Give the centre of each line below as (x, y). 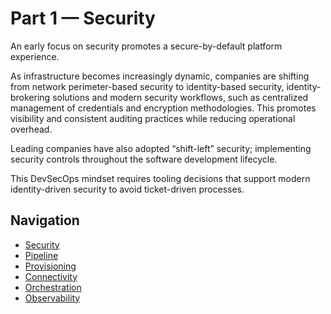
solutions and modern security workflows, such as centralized (180, 97)
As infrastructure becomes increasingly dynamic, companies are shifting (160, 76)
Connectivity (51, 276)
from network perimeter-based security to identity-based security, (147, 86)
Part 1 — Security (83, 18)
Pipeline (41, 255)
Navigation (45, 220)
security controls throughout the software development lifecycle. (144, 159)
